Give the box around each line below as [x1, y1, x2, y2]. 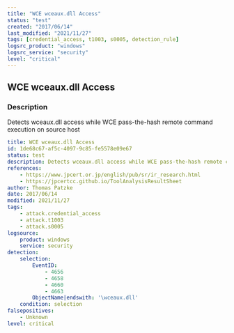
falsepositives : [7, 307, 54, 314]
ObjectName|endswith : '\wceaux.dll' [32, 294, 139, 302]
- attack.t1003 [19, 217, 64, 224]
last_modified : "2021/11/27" [7, 29, 92, 37]
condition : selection [19, 301, 82, 308]
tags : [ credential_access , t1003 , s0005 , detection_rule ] [7, 36, 179, 43]
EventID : [32, 262, 58, 269]
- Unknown [19, 314, 49, 321]
